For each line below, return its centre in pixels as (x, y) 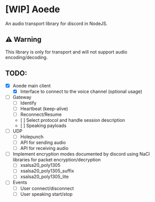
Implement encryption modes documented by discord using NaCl (81, 154)
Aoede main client (32, 86)
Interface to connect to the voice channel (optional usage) (81, 91)
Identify (28, 103)
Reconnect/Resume (41, 114)
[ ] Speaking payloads (43, 125)
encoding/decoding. (27, 57)
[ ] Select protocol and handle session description (73, 120)
